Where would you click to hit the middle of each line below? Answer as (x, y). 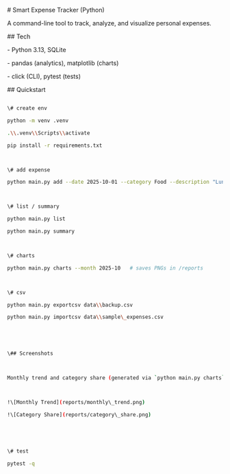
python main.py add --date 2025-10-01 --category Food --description (108, 182)
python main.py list (37, 219)
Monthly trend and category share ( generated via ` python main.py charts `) (117, 378)
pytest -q (21, 463)
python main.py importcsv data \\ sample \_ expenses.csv (86, 317)
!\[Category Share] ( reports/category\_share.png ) (79, 414)
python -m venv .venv (38, 120)
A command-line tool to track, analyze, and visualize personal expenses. (110, 23)
